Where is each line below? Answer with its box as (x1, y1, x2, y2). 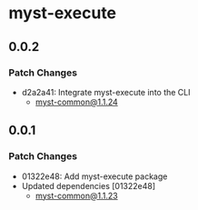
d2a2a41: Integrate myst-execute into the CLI (21, 86, 192, 97)
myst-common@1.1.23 (35, 190, 119, 201)
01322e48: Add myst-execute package (21, 171, 168, 182)
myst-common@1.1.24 (35, 96, 119, 107)
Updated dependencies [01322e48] (21, 180, 156, 191)
